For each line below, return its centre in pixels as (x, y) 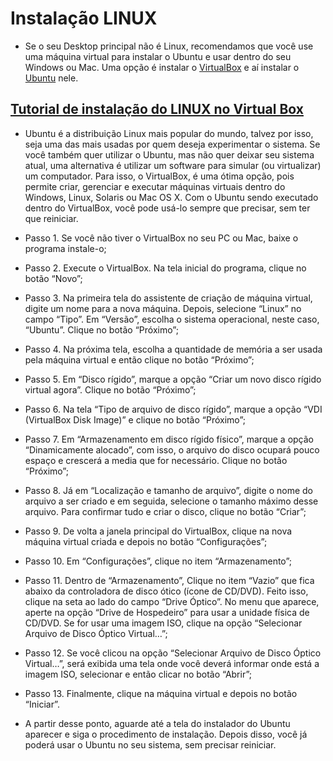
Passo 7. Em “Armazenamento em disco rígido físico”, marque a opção (169, 439)
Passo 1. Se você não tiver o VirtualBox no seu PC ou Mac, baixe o (161, 238)
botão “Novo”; (53, 278)
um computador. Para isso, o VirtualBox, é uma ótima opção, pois (159, 176)
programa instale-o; (65, 248)
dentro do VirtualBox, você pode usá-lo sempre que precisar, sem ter (167, 208)
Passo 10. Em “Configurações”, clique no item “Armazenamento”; (158, 561)
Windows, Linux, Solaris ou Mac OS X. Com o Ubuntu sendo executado (171, 197)
